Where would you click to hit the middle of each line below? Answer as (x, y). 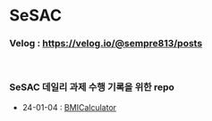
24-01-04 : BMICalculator (69, 107)
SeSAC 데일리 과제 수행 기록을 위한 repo (92, 87)
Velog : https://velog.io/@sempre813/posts (106, 44)
